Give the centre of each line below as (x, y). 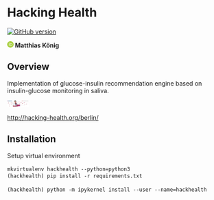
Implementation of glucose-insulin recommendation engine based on (105, 83)
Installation (32, 139)
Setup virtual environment (44, 155)
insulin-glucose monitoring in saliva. (58, 90)
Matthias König (37, 45)
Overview (28, 67)
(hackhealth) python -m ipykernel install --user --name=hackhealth (107, 190)
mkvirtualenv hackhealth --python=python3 (69, 169)
